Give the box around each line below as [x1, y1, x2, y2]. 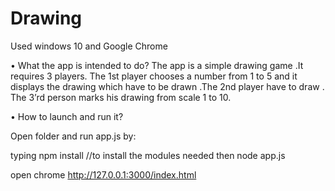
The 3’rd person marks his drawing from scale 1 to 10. [10, 91, 232, 103]
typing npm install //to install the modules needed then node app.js [10, 149, 286, 161]
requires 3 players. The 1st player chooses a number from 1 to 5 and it [10, 70, 298, 82]
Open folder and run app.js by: [10, 130, 137, 142]
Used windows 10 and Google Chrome [10, 40, 168, 52]
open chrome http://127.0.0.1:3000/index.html [10, 168, 197, 181]
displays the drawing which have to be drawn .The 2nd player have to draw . [10, 80, 325, 92]
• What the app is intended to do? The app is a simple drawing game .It [10, 59, 304, 71]
